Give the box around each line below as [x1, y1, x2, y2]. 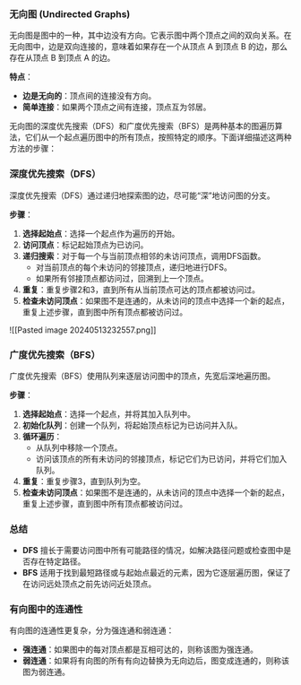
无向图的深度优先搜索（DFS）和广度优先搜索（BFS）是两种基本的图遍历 [9, 121, 275, 132]
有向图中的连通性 [9, 603, 83, 616]
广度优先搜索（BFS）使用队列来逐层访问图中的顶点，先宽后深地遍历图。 [9, 370, 276, 381]
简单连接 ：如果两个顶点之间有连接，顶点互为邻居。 [21, 101, 211, 113]
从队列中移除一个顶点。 [35, 442, 123, 453]
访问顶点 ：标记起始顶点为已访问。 [21, 239, 149, 250]
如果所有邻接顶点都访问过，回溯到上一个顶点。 [35, 273, 209, 283]
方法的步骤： [9, 143, 56, 154]
